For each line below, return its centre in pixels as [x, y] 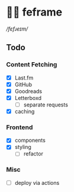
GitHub [23, 84]
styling [23, 147]
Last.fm [24, 78]
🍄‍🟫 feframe [34, 12]
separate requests [46, 105]
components [30, 141]
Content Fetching [32, 65]
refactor [33, 154]
